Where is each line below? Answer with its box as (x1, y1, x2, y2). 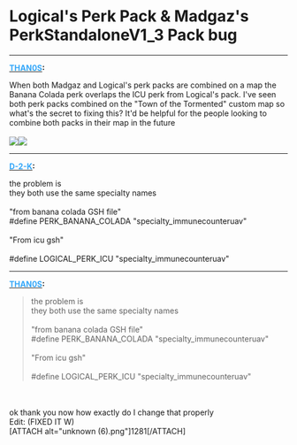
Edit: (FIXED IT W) (9, 416, 75, 426)
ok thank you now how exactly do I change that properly (9, 407, 215, 418)
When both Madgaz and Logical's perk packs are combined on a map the (9, 80, 277, 90)
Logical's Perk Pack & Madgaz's (9, 6, 249, 27)
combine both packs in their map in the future (9, 117, 176, 127)
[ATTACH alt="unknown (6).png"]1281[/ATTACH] (9, 426, 186, 436)
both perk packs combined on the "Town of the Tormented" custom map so (9, 98, 286, 109)
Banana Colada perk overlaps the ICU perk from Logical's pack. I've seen (9, 88, 277, 99)
